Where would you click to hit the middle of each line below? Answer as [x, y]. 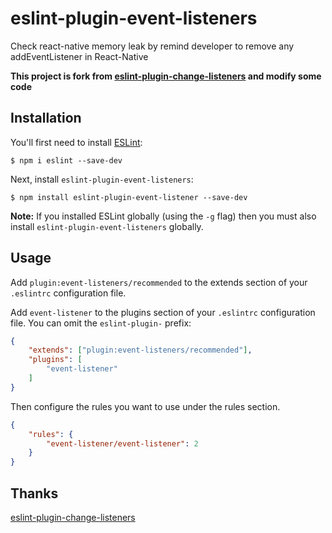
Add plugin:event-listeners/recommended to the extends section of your [159, 282]
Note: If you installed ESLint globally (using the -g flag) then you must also [163, 216]
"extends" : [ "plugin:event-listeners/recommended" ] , [140, 350]
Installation [46, 118]
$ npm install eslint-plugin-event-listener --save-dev [129, 197]
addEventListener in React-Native [79, 56]
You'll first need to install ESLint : [76, 142]
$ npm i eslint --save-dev [66, 160]
